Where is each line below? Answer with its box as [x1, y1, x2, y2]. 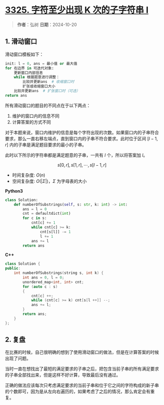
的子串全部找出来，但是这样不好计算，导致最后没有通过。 [5, 372, 121, 378]
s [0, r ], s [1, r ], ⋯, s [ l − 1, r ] [57, 162, 107, 168]
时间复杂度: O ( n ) [12, 172, 45, 178]
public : [5, 266, 21, 271]
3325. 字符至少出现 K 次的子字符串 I [5, 4, 149, 16]
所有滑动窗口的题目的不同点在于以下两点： [5, 102, 91, 108]
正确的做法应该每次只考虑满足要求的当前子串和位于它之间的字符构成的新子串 [5, 382, 159, 388]
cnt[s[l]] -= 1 [40, 229, 71, 234]
